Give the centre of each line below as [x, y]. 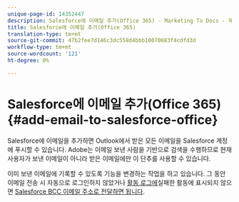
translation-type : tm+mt [44, 34]
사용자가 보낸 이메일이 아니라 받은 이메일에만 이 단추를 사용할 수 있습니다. [109, 158]
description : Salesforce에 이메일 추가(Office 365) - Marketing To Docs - [117, 21]
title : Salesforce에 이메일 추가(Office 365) [72, 27]
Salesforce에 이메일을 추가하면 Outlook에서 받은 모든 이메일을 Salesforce [111, 141]
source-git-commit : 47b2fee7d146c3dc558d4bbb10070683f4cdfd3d [102, 41]
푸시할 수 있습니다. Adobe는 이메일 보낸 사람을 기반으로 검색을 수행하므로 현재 [123, 149]
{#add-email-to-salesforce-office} [113, 120]
